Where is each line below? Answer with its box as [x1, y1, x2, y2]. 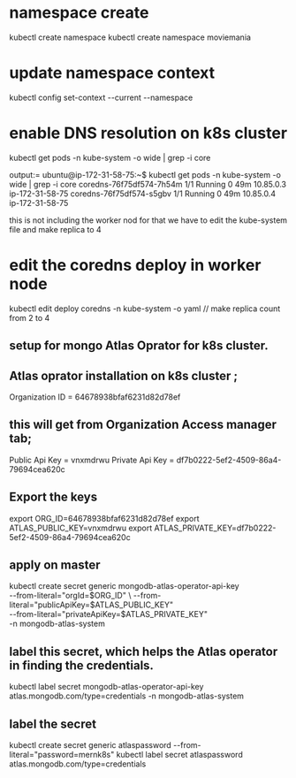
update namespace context [9, 63, 215, 83]
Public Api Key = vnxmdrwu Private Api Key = [9, 454, 175, 465]
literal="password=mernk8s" [9, 750, 115, 760]
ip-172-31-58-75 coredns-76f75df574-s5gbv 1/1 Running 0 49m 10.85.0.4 [9, 188, 277, 199]
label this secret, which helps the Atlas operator [9, 644, 278, 659]
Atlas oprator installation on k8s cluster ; [9, 368, 239, 383]
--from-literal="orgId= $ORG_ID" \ [9, 591, 132, 601]
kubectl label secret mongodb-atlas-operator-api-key [9, 682, 204, 692]
